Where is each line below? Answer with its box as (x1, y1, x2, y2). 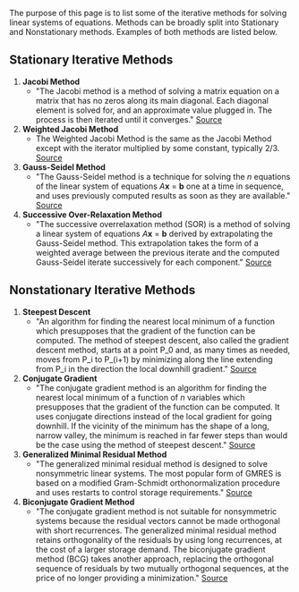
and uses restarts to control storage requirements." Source (35, 486, 252, 497)
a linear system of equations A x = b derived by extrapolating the (35, 228, 273, 239)
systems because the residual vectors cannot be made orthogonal (35, 515, 280, 526)
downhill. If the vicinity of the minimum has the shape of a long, (35, 420, 270, 431)
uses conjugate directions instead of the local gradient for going (35, 410, 273, 421)
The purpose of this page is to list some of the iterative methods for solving (9, 8, 287, 18)
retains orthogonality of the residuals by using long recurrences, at (35, 534, 282, 545)
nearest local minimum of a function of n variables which (35, 392, 245, 402)
